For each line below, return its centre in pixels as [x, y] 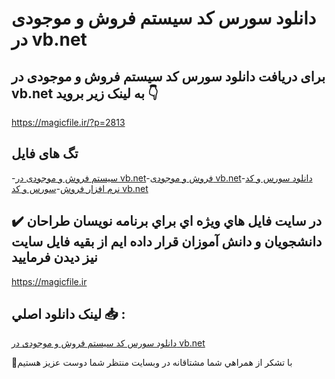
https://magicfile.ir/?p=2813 [68, 122]
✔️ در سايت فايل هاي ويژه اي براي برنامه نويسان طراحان [167, 221]
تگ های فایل [45, 153]
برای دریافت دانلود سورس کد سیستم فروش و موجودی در [168, 76]
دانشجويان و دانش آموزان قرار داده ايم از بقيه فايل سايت [167, 242]
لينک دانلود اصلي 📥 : [68, 314]
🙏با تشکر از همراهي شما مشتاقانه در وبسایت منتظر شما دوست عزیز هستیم [152, 363]
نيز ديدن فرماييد [54, 257]
